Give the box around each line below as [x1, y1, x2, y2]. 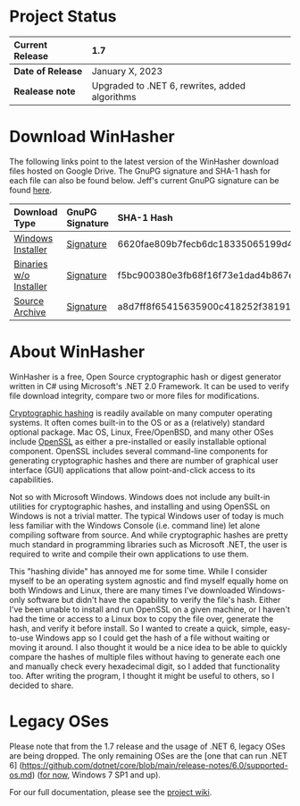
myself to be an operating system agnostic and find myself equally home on [9, 575, 288, 586]
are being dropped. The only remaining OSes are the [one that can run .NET [9, 750, 288, 761]
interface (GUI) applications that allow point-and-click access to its [9, 464, 256, 475]
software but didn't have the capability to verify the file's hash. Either [26, 594, 281, 605]
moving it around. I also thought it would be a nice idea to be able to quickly [9, 641, 287, 652]
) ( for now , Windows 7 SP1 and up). [31, 769, 161, 780]
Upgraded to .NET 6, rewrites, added [91, 79, 246, 91]
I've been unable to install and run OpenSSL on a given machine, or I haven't [9, 604, 290, 615]
